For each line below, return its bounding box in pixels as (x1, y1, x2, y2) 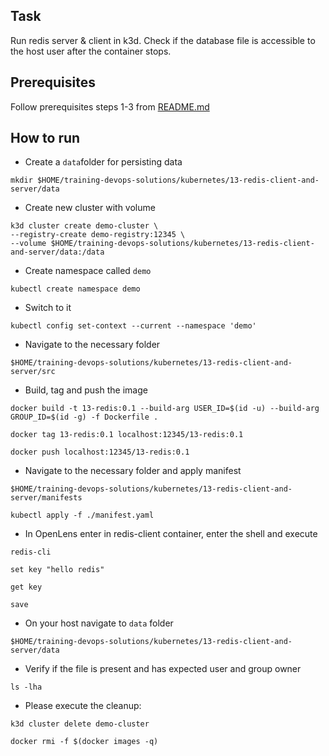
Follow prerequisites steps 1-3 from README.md (10, 100, 210, 113)
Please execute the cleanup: (24, 700, 142, 712)
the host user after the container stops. (10, 45, 172, 57)
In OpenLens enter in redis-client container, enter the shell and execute (24, 528, 318, 540)
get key (10, 582, 43, 593)
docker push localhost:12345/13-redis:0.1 (10, 447, 190, 458)
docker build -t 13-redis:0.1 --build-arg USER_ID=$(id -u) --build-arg (10, 404, 320, 414)
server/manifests (10, 493, 83, 503)
